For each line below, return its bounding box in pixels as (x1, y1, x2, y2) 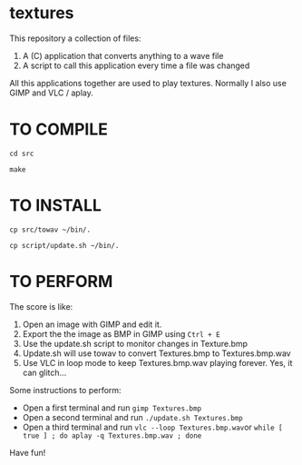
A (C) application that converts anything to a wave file (22, 50, 224, 61)
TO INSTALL (9, 195, 102, 216)
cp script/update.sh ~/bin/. (9, 241, 120, 250)
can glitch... (22, 367, 67, 378)
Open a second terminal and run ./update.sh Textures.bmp (22, 411, 243, 422)
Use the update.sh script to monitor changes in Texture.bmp (22, 338, 248, 349)
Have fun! (9, 447, 46, 458)
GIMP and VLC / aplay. (9, 87, 93, 98)
